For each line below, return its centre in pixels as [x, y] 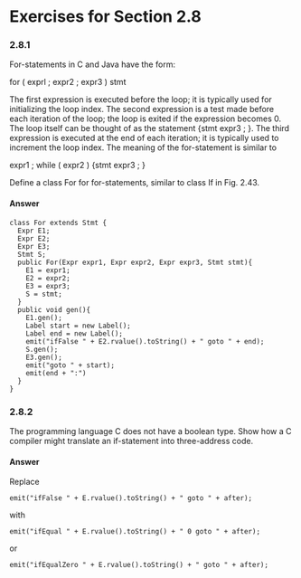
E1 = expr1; [48, 270]
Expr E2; [34, 238]
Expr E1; [34, 231]
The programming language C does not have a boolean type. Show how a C [150, 431]
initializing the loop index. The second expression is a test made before [142, 109]
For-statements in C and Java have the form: [93, 64]
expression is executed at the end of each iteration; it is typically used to [144, 138]
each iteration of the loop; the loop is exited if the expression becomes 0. [146, 118]
